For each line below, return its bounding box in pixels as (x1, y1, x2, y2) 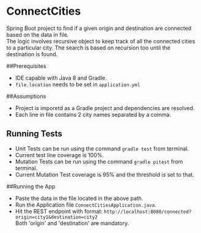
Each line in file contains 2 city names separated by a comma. (15, 111, 171, 118)
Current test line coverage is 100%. (15, 151, 104, 158)
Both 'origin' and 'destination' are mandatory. (15, 219, 130, 227)
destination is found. (6, 50, 58, 57)
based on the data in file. (6, 31, 69, 38)
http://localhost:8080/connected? (103, 209, 192, 215)
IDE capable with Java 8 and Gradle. (15, 74, 107, 81)
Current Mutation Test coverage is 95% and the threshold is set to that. (15, 171, 194, 178)
